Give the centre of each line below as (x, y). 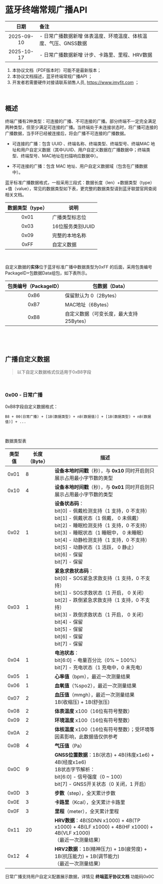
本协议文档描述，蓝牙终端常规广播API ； (52, 76)
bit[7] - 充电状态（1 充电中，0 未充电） (100, 667)
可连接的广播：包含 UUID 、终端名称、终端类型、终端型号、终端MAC (81, 143)
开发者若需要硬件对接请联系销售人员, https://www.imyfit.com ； (75, 82)
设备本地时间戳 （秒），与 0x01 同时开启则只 (105, 487)
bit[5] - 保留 (69, 629)
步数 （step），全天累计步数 (85, 793)
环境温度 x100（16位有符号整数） (94, 720)
